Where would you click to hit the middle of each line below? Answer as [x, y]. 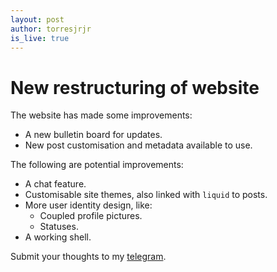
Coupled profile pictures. [91, 216]
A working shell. [58, 237]
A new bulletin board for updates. [93, 135]
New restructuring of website [135, 87]
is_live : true [40, 38]
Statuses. [59, 227]
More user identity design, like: [88, 205]
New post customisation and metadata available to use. [138, 145]
